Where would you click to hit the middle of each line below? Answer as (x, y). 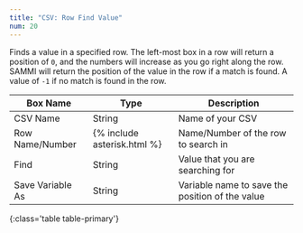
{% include (116, 133)
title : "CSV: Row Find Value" (66, 18)
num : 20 (24, 26)
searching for (207, 170)
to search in (203, 144)
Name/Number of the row (232, 133)
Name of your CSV (218, 118)
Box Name (49, 103)
